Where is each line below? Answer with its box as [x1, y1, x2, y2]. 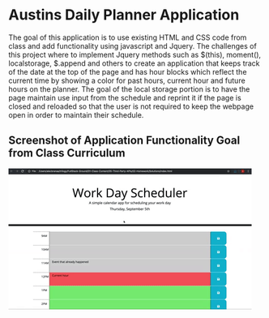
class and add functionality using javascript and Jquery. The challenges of [8, 41, 257, 50]
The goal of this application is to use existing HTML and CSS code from [8, 32, 247, 42]
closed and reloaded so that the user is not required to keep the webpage [8, 101, 254, 111]
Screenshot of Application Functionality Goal [8, 134, 241, 148]
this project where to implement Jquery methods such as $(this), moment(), [8, 49, 262, 59]
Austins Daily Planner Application [8, 6, 240, 24]
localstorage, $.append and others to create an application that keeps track [8, 58, 261, 68]
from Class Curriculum [8, 146, 126, 160]
